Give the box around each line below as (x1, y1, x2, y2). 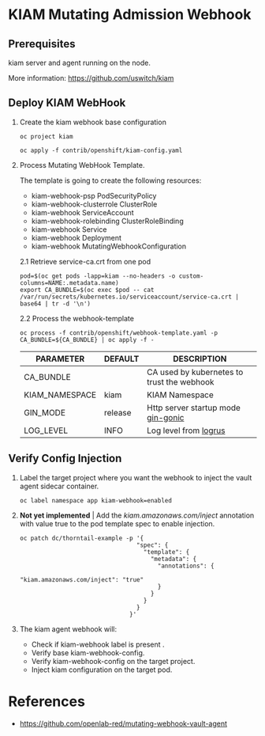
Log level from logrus (147, 425, 226, 436)
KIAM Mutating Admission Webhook (8, 6, 252, 24)
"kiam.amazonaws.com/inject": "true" (19, 575, 144, 583)
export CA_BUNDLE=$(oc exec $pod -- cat (19, 286, 155, 294)
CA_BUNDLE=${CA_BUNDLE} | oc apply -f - (19, 336, 155, 343)
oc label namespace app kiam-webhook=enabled (19, 496, 172, 504)
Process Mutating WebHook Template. (19, 160, 145, 169)
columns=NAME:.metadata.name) (19, 279, 120, 286)
